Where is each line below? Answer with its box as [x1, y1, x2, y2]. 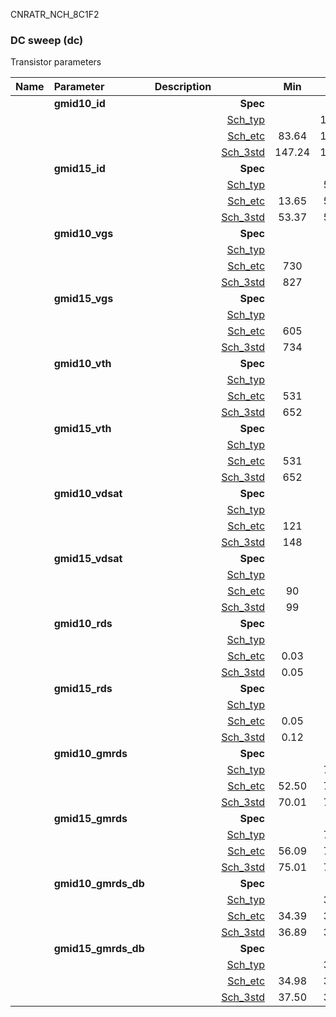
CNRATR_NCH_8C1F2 [10, 9, 100, 20]
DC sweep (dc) [10, 33, 84, 47]
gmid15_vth [53, 422, 112, 436]
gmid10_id [53, 97, 106, 111]
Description [154, 80, 212, 94]
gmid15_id [53, 162, 106, 176]
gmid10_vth [53, 357, 112, 371]
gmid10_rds [53, 617, 113, 631]
